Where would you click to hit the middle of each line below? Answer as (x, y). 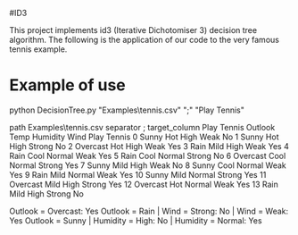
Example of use (68, 85)
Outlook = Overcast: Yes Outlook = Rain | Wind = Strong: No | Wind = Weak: (149, 211)
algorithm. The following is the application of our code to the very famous (144, 40)
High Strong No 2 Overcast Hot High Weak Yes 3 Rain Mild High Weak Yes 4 (149, 146)
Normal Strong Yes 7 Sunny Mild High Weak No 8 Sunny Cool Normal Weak (148, 165)
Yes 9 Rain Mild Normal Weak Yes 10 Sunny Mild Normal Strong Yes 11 (138, 174)
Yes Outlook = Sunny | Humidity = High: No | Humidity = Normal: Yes (136, 220)
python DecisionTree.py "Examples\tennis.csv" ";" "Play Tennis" (127, 110)
